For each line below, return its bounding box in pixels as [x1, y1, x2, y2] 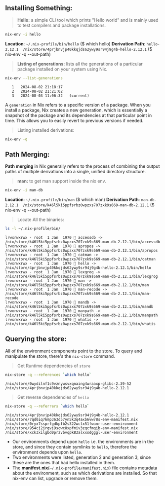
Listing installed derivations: [17, 127, 75, 133]
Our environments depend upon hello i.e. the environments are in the [12, 439, 154, 445]
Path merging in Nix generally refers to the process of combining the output [5, 163, 160, 169]
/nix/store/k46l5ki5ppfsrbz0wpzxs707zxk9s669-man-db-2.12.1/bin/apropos [5, 248, 158, 253]
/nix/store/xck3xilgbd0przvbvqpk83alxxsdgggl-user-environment [5, 430, 138, 435]
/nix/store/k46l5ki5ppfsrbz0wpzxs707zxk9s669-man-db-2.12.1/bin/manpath [5, 313, 158, 318]
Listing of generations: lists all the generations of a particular [17, 61, 143, 67]
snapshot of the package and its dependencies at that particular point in [5, 112, 152, 118]
